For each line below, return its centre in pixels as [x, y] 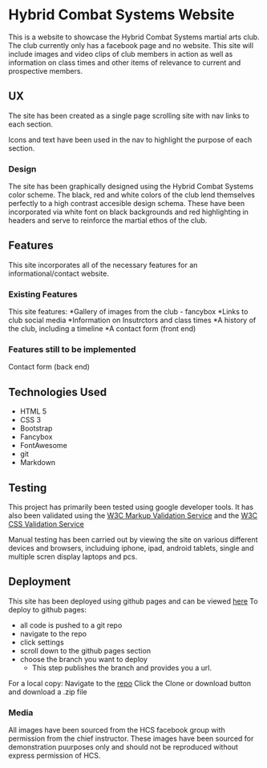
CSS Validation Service [46, 524]
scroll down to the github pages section [85, 650]
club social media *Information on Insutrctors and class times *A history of [132, 320]
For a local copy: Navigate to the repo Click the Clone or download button [129, 683]
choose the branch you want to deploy [84, 659]
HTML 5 [33, 411]
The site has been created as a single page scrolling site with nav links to [129, 115]
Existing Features [43, 294]
